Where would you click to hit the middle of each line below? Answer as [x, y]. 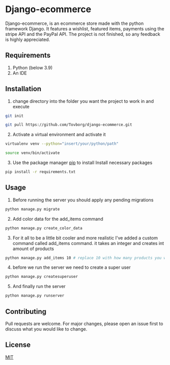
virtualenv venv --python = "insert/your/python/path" [62, 144]
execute [21, 106]
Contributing [26, 312]
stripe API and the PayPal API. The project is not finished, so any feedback [83, 34]
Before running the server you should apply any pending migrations [83, 200]
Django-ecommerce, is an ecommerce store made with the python [75, 23]
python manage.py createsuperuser [42, 277]
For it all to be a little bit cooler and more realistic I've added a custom [85, 238]
